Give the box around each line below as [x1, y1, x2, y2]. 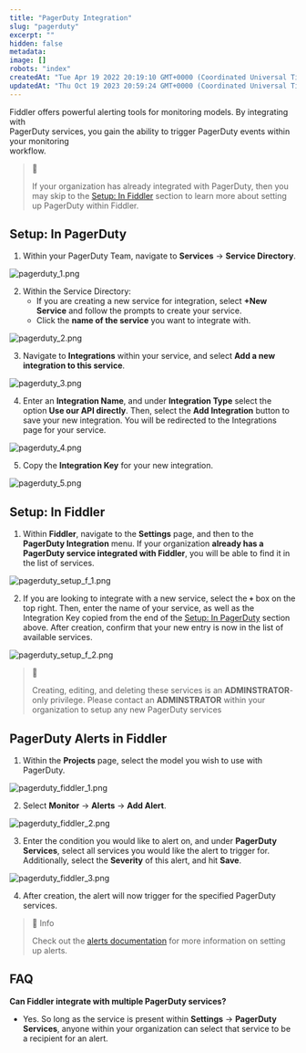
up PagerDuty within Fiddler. [31, 200, 139, 211]
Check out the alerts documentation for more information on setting [31, 935, 286, 946]
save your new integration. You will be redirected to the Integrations [22, 415, 278, 426]
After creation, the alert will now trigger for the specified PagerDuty [22, 890, 276, 901]
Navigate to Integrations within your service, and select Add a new [22, 351, 276, 362]
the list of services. [22, 558, 95, 569]
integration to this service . [22, 360, 126, 371]
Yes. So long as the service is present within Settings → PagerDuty [22, 1013, 278, 1024]
